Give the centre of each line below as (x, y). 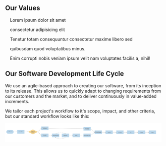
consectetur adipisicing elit (37, 30)
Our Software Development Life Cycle (65, 74)
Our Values (23, 8)
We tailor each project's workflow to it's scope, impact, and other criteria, (80, 111)
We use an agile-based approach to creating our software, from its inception (83, 85)
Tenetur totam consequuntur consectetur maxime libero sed (71, 39)
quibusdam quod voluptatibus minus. (48, 48)
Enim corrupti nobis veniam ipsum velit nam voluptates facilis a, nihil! (80, 58)
